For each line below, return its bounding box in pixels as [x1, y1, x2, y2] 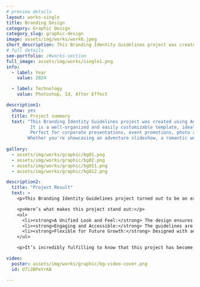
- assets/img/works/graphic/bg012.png [11, 168, 108, 174]
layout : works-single [6, 14, 60, 20]
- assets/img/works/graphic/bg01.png [11, 152, 105, 157]
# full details [6, 48, 44, 53]
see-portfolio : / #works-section [6, 53, 86, 59]
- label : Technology [11, 86, 62, 92]
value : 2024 [17, 75, 46, 81]
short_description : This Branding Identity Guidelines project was [6, 42, 177, 48]
